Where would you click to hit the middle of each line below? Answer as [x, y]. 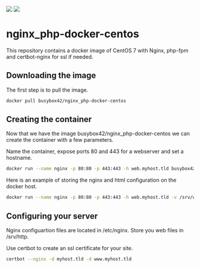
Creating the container [49, 119]
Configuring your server [52, 216]
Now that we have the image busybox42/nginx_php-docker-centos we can [98, 133]
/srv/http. [18, 236]
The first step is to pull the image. [47, 90]
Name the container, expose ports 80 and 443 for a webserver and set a [95, 151]
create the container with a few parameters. [60, 140]
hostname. [19, 158]
